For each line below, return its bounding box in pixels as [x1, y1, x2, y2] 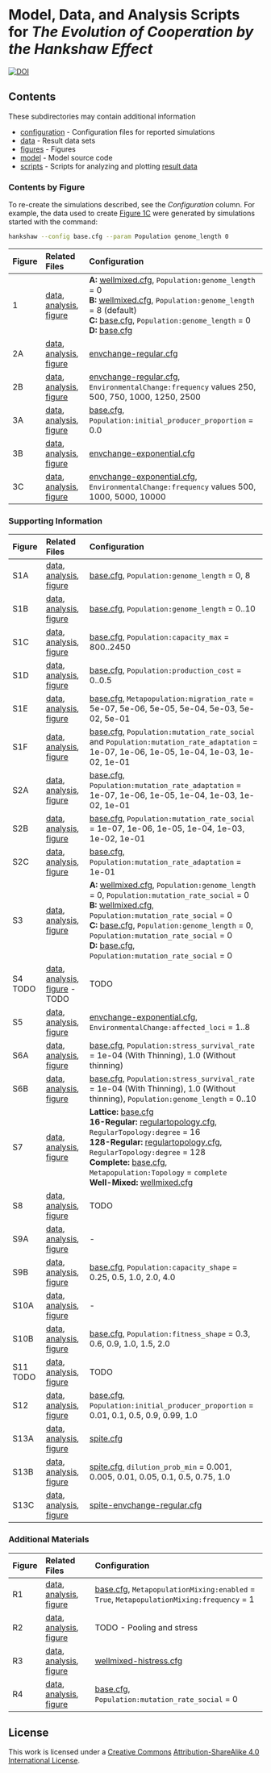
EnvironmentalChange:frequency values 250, [89, 381, 256, 392]
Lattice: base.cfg [89, 1107, 154, 1118]
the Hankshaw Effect [8, 40, 153, 58]
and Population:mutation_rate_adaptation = [89, 736, 258, 748]
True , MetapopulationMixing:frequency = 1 [94, 1593, 255, 1604]
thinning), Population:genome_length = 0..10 [89, 1093, 256, 1104]
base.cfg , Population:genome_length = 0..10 [89, 603, 256, 615]
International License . [8, 1756, 81, 1766]
